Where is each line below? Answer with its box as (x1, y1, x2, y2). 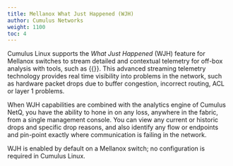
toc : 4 (7, 30, 27, 37)
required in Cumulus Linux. (7, 152, 86, 160)
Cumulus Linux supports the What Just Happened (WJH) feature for (7, 49, 206, 58)
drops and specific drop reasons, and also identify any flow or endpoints (7, 123, 219, 131)
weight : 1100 (7, 23, 46, 30)
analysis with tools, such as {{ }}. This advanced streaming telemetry (7, 64, 206, 73)
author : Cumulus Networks (7, 17, 83, 24)
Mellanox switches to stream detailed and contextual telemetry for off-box (7, 57, 223, 66)
